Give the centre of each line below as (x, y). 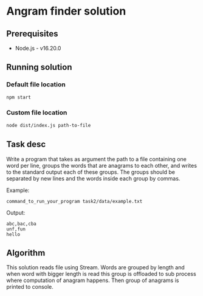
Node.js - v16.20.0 (38, 48)
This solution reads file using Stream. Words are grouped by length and (96, 267)
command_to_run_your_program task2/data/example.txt (74, 201)
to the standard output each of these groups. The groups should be (91, 172)
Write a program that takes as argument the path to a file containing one (96, 159)
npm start (19, 97)
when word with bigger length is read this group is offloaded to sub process (101, 274)
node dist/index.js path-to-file (49, 125)
